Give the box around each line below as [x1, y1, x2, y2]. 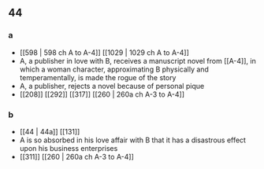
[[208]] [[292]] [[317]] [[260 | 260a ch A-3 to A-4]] [19, 90, 185, 99]
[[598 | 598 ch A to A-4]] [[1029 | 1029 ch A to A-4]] [19, 47, 189, 57]
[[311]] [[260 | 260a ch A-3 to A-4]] [19, 152, 134, 161]
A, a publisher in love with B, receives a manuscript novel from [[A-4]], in [19, 56, 256, 65]
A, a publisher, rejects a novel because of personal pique [19, 81, 205, 90]
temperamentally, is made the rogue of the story [19, 72, 177, 82]
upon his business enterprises [19, 143, 118, 152]
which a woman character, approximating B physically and [19, 64, 209, 74]
